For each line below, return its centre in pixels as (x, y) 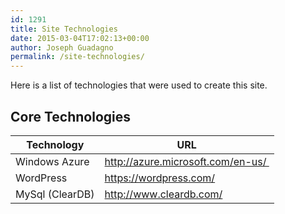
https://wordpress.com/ (160, 178)
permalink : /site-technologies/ (77, 57)
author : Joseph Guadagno (62, 47)
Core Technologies (71, 116)
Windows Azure (52, 161)
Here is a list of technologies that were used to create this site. (139, 85)
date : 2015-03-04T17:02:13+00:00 (80, 38)
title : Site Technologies (64, 29)
